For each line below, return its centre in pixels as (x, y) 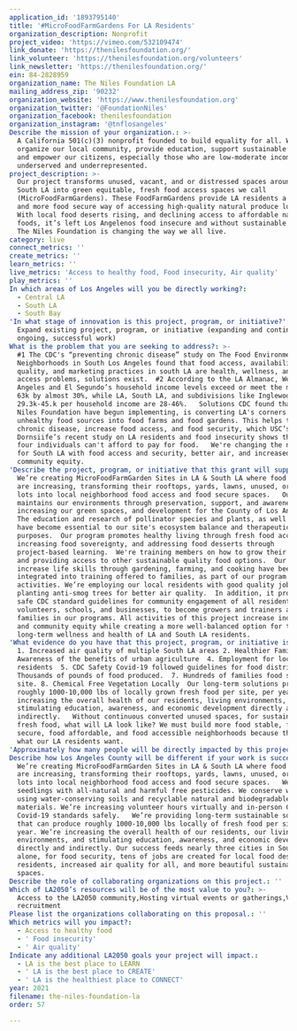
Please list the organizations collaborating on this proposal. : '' (138, 914)
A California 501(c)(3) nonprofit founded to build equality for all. (150, 141)
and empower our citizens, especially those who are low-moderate (142, 157)
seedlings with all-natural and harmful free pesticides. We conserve (150, 791)
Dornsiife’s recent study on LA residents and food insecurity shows (148, 437)
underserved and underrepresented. (83, 165)
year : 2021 (29, 989)
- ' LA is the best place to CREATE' (87, 972)
